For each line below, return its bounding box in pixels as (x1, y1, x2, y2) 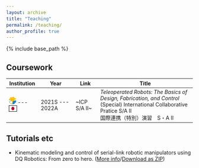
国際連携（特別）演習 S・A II (99, 114, 174, 121)
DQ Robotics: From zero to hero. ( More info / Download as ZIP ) (14, 156, 165, 163)
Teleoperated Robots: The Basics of (99, 88, 188, 95)
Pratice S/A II (99, 107, 132, 114)
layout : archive (6, 9, 46, 15)
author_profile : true (6, 28, 60, 34)
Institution (9, 80, 36, 87)
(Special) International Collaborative (99, 101, 188, 108)
